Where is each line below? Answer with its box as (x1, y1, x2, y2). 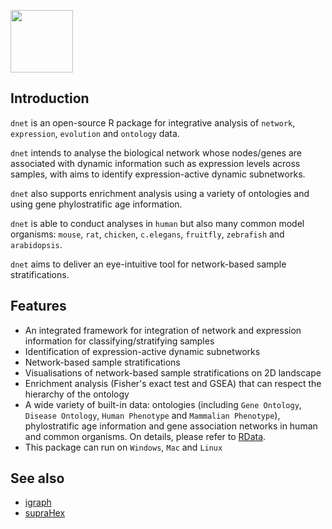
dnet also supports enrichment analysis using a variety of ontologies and (10, 187, 310, 199)
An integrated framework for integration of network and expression (24, 324, 302, 336)
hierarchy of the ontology (24, 388, 130, 400)
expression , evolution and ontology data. (10, 127, 180, 139)
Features (10, 298, 67, 315)
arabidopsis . (10, 238, 63, 250)
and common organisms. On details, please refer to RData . (24, 430, 267, 442)
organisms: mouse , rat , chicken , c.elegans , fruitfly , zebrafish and (10, 228, 285, 240)
